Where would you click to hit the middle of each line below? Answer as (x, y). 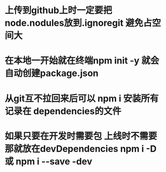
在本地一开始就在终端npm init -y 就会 (82, 61)
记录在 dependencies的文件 (63, 111)
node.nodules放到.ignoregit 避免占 (78, 23)
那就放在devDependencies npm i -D (81, 148)
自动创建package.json (52, 73)
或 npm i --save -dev (49, 161)
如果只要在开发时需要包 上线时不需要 (81, 136)
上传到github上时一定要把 (59, 10)
